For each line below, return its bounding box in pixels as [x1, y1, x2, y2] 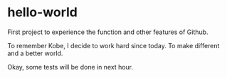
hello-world [7, 4, 78, 21]
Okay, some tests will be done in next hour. [7, 62, 134, 71]
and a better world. [7, 49, 63, 57]
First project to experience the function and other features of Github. [7, 28, 208, 36]
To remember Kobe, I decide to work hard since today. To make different [7, 41, 220, 50]
